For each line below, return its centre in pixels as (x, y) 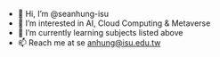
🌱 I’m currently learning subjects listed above (100, 33)
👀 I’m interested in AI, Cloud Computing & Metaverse (114, 23)
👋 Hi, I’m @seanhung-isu (63, 14)
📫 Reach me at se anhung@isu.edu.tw (89, 43)
